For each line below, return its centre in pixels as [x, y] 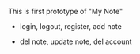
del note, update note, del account [76, 41]
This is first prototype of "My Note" [66, 11]
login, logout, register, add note [71, 26]
